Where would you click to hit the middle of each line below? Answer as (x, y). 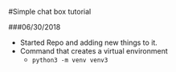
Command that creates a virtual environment (94, 51)
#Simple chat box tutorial (50, 12)
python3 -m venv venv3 (70, 60)
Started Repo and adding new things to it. (89, 42)
